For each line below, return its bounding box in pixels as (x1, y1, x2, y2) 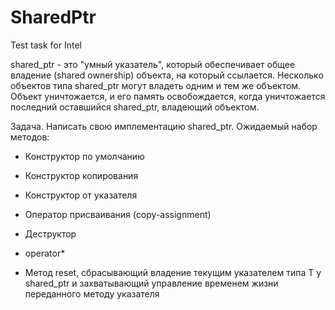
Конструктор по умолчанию (24, 150, 145, 162)
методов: (10, 131, 50, 143)
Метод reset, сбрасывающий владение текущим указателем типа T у (24, 266, 322, 278)
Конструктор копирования (24, 169, 139, 181)
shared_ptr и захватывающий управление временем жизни (24, 277, 279, 289)
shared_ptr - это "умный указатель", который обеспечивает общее (10, 58, 296, 70)
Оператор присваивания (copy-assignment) (24, 208, 212, 220)
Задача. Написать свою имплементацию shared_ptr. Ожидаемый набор (10, 120, 318, 132)
